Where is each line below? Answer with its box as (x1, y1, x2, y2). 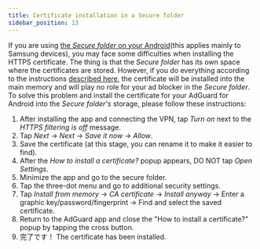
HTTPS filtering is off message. (19, 123, 122, 132)
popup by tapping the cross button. (19, 222, 134, 232)
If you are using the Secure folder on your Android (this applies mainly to (8, 40, 241, 49)
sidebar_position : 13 (8, 19, 79, 27)
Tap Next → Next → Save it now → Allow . (19, 130, 153, 140)
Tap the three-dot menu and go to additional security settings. (19, 181, 222, 190)
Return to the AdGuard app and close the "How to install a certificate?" (19, 214, 249, 224)
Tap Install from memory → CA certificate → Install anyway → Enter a (19, 189, 245, 199)
